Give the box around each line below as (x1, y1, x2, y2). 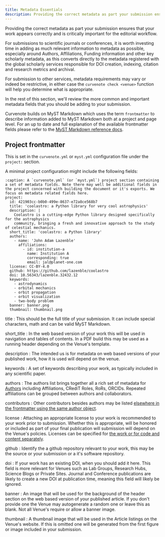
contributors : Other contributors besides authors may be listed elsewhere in (5, 400, 160, 406)
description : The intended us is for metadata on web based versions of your (5, 351, 160, 357)
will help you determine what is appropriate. (5, 86, 94, 92)
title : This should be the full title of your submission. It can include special (5, 316, 155, 322)
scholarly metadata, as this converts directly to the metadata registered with (5, 56, 160, 62)
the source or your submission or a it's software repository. (5, 451, 125, 457)
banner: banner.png (9, 303, 50, 308)
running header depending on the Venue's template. (5, 341, 111, 347)
